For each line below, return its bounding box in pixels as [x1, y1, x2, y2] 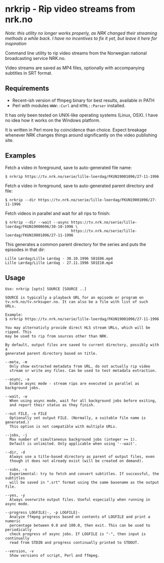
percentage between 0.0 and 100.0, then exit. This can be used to [9, 523, 151, 528]
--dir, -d [5, 450, 26, 455]
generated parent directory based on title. [5, 351, 98, 356]
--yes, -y [5, 493, 26, 498]
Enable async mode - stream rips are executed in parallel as [9, 381, 139, 386]
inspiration [5, 40, 27, 46]
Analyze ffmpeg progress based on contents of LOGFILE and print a [9, 514, 151, 519]
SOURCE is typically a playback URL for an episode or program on [5, 295, 144, 300]
